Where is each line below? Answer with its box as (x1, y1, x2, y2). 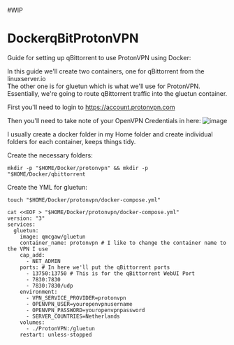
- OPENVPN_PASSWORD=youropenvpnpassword (25, 307, 145, 314)
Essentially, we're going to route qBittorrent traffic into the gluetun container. (7, 89, 228, 97)
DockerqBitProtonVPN (7, 31, 139, 46)
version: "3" (7, 215, 45, 222)
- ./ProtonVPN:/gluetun (25, 325, 96, 332)
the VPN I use (7, 245, 49, 253)
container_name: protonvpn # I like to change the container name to (20, 239, 227, 246)
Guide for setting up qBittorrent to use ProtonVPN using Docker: (7, 53, 191, 62)
